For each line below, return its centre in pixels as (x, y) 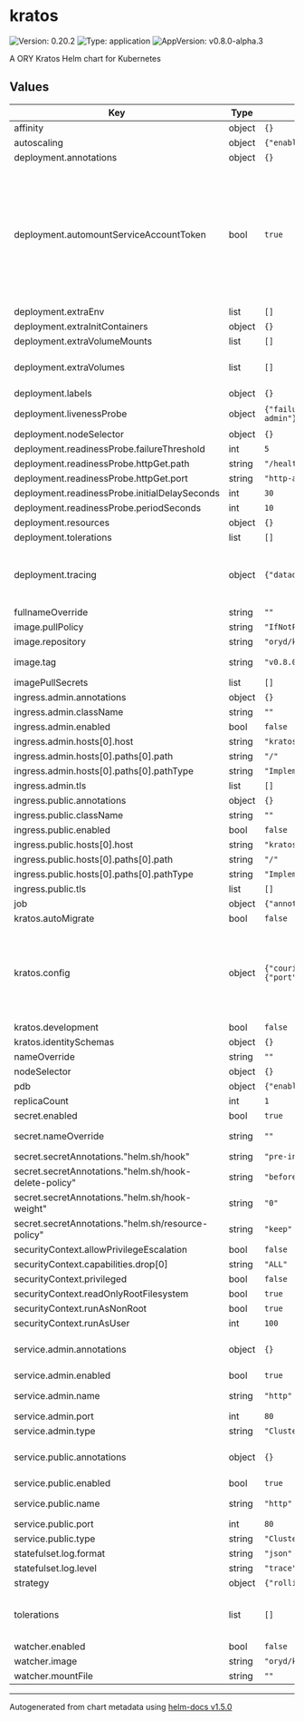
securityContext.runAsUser (72, 1323)
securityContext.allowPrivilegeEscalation (101, 1249)
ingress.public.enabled (62, 829)
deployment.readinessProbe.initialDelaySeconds (117, 493)
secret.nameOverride (59, 1136)
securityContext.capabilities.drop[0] (91, 1264)
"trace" (280, 1568)
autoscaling (38, 142)
